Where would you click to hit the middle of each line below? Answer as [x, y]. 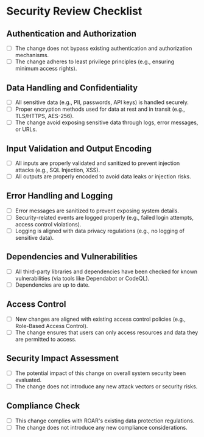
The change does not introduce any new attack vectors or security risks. [106, 386]
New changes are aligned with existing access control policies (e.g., [100, 319]
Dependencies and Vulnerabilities [72, 257]
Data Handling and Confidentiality [72, 87]
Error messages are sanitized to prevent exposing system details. [97, 211]
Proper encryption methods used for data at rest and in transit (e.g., [100, 109]
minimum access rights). [46, 69]
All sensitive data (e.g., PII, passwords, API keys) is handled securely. [102, 102]
